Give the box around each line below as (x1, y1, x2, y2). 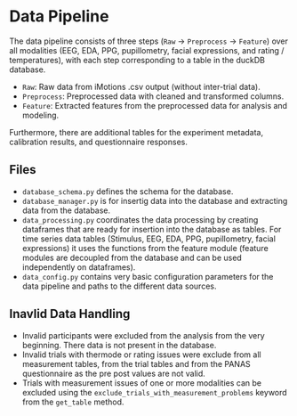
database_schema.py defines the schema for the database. (21, 185, 234, 197)
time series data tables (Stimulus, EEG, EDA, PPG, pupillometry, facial (21, 233, 276, 244)
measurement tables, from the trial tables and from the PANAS (21, 358, 251, 369)
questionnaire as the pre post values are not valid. (21, 368, 206, 379)
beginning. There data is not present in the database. (21, 339, 217, 350)
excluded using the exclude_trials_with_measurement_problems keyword (21, 387, 287, 397)
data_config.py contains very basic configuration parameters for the (21, 271, 274, 281)
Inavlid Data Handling (9, 306, 131, 322)
